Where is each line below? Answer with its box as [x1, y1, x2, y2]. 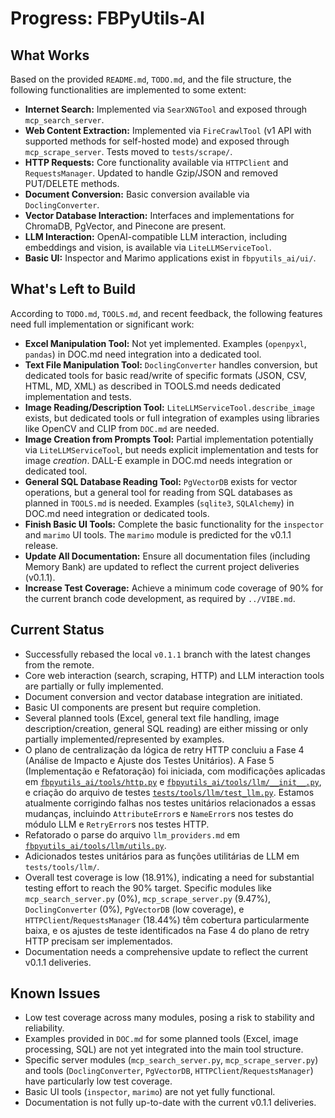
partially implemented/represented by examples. [24, 733, 225, 745]
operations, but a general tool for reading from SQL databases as [24, 486, 293, 498]
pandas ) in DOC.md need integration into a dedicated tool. [24, 348, 262, 360]
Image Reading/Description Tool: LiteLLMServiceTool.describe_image [24, 401, 315, 413]
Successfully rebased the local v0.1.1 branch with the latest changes [24, 648, 312, 660]
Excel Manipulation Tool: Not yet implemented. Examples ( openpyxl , [24, 337, 307, 349]
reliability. [24, 1022, 65, 1034]
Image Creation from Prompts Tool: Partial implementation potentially [24, 433, 314, 445]
